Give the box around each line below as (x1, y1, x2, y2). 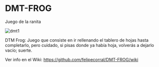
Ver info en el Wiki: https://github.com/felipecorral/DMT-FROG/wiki (5, 56, 139, 62)
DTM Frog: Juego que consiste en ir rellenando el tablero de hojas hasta (5, 37, 149, 43)
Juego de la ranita (5, 19, 41, 24)
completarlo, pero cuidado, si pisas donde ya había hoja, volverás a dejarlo (5, 42, 154, 48)
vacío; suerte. (5, 47, 32, 53)
